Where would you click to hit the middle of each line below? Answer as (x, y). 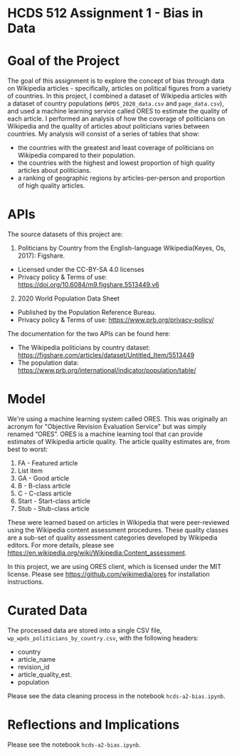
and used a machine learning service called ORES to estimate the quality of (117, 111)
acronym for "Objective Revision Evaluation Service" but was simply (107, 427)
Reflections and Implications (94, 725)
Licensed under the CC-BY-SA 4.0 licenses (81, 270)
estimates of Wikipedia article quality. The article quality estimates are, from (119, 442)
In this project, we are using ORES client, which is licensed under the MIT (115, 566)
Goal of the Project (63, 61)
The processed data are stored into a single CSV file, (85, 630)
